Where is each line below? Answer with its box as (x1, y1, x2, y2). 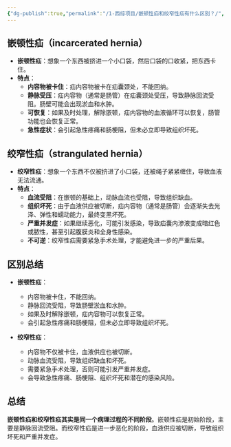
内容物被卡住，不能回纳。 (27, 293, 100, 301)
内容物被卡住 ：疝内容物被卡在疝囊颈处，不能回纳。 (27, 83, 173, 91)
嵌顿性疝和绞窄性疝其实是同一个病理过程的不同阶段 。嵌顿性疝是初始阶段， (7, 415, 218, 424)
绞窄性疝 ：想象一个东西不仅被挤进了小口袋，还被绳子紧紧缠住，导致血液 (16, 167, 222, 176)
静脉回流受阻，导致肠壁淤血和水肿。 (27, 301, 131, 310)
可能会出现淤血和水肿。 (51, 100, 118, 108)
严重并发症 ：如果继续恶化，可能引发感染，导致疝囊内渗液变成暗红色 (27, 219, 221, 227)
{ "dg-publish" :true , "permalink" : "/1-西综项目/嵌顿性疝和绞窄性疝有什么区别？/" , (7, 10, 225, 17)
